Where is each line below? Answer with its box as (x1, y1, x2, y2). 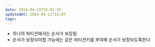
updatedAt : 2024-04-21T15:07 (5, 12, 66, 17)
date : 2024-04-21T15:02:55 (5, 7, 61, 12)
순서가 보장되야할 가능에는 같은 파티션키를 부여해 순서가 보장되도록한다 (12, 37, 150, 43)
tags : (5, 16, 16, 21)
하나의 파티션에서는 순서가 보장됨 (12, 31, 77, 37)
